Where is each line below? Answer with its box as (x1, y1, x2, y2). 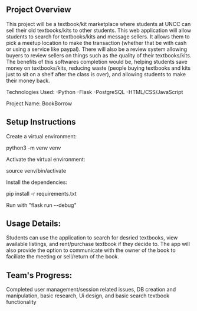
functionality (6, 299, 37, 306)
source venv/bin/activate (6, 167, 67, 174)
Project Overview (6, 5, 71, 15)
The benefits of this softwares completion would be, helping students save (6, 58, 188, 65)
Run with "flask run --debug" (6, 201, 77, 209)
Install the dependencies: (6, 179, 68, 186)
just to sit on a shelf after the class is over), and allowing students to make (6, 70, 186, 77)
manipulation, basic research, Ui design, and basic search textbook (6, 292, 170, 299)
